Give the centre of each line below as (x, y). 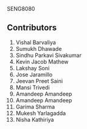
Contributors (32, 28)
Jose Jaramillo (34, 74)
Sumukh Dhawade (39, 48)
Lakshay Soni (33, 68)
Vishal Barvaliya (36, 42)
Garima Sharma (35, 107)
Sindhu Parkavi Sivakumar (48, 55)
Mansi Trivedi (33, 87)
